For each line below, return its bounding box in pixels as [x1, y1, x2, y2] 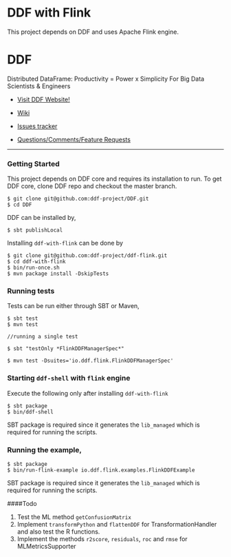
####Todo [7, 500, 37, 508]
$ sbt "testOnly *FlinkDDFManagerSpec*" [7, 345, 125, 352]
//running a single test [7, 333, 78, 341]
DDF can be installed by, [7, 214, 76, 222]
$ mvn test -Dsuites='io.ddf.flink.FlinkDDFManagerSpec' [7, 357, 174, 365]
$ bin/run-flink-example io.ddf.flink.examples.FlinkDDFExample [7, 467, 195, 474]
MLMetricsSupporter [16, 543, 77, 551]
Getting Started [7, 159, 60, 168]
